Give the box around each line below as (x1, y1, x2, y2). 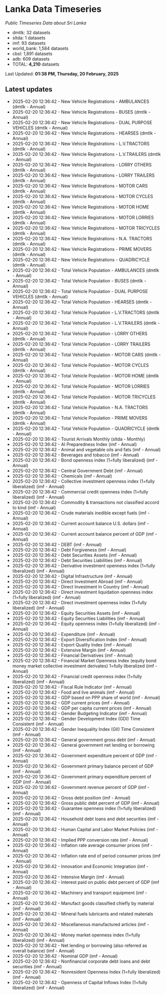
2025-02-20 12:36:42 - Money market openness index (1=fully (12, 932, 140, 938)
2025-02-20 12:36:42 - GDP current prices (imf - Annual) (12, 700, 130, 706)
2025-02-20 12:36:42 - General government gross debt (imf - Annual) (12, 736, 156, 743)
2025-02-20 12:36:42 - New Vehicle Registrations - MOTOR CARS (12, 183, 148, 189)
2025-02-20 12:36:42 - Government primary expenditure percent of (12, 774, 152, 780)
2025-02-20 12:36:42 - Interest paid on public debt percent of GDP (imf (12, 879, 160, 885)
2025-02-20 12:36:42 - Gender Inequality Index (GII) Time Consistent (12, 726, 155, 732)
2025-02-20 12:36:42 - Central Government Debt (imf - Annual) (12, 468, 143, 474)
